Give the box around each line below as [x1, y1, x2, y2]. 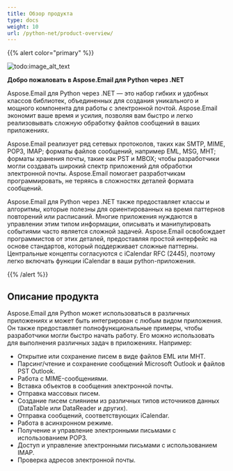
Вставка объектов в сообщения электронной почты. [17, 382, 174, 390]
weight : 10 [7, 23, 39, 30]
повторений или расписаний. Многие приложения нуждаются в [7, 213, 198, 221]
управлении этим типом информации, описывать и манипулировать [7, 220, 211, 229]
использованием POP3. [17, 433, 88, 442]
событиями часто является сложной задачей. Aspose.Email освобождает [7, 227, 226, 235]
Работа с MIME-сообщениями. [17, 374, 109, 383]
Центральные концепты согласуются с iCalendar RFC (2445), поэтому [7, 249, 216, 258]
